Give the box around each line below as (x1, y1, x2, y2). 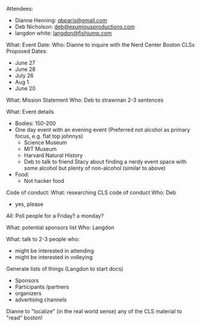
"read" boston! (6, 314, 43, 321)
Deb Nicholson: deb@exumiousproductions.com (14, 23, 135, 30)
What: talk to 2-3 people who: (6, 236, 80, 242)
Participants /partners (14, 283, 69, 291)
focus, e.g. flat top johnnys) (14, 132, 83, 140)
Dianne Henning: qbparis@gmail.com (14, 17, 107, 23)
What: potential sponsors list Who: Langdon (6, 224, 115, 231)
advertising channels (14, 296, 67, 303)
